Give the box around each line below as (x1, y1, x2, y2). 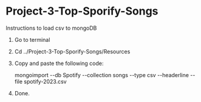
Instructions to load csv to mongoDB (5, 24, 97, 32)
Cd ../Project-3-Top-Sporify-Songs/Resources (14, 47, 131, 55)
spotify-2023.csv (23, 78, 67, 85)
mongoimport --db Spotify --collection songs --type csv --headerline (14, 71, 189, 78)
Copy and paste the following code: (14, 59, 104, 67)
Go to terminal (14, 36, 50, 43)
